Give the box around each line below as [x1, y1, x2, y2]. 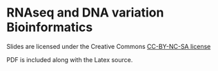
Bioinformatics [6, 19, 93, 35]
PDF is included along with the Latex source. [6, 55, 133, 63]
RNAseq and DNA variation [6, 5, 164, 21]
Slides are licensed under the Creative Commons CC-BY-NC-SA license [6, 42, 211, 50]
